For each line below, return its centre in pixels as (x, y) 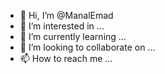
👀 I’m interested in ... (62, 26)
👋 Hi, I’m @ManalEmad (66, 15)
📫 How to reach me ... (66, 58)
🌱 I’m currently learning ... (73, 36)
